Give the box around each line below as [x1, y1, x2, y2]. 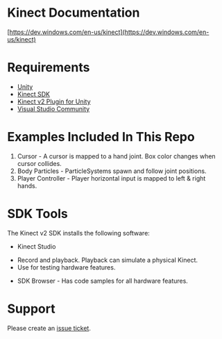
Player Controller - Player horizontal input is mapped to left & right [17, 174, 206, 182]
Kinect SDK [17, 90, 51, 98]
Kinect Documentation [7, 5, 140, 21]
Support [7, 301, 55, 317]
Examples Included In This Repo [7, 129, 196, 145]
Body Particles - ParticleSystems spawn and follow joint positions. [17, 167, 207, 175]
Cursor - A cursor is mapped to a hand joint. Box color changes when [17, 151, 216, 160]
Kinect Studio [17, 242, 56, 251]
